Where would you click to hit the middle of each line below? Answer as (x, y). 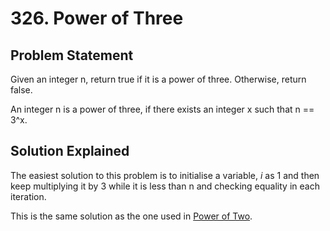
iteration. (28, 196)
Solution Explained (70, 151)
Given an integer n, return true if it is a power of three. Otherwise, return (158, 79)
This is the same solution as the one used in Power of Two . (131, 216)
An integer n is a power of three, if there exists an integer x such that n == (162, 109)
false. (21, 90)
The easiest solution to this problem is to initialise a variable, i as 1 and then (165, 175)
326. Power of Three (97, 18)
